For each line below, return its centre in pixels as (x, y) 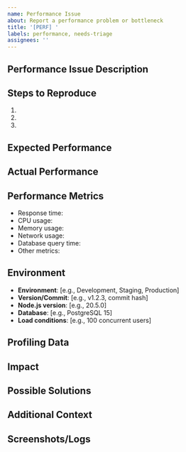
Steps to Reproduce (52, 93)
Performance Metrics (56, 196)
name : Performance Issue (44, 14)
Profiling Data (38, 342)
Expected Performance (60, 147)
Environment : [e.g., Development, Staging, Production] (98, 290)
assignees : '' (28, 40)
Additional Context (50, 415)
